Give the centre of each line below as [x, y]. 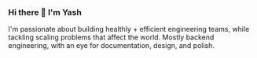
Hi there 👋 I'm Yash [45, 12]
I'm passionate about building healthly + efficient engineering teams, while [129, 29]
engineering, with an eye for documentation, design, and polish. [111, 46]
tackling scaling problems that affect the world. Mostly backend [111, 37]
